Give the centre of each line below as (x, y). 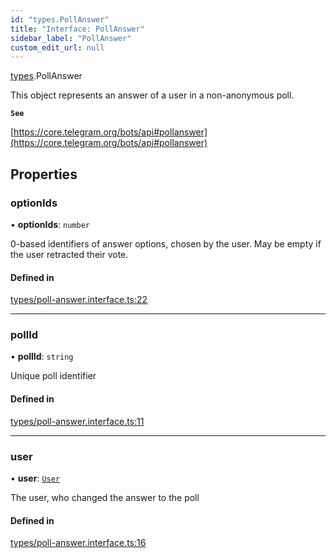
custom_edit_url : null (57, 47)
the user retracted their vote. (69, 254)
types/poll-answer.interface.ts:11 (77, 421)
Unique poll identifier (53, 376)
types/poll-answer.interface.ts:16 (78, 543)
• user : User (35, 478)
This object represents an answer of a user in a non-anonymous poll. (152, 95)
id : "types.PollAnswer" (60, 19)
